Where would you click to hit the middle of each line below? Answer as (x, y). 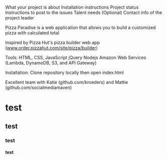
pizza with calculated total (32, 33)
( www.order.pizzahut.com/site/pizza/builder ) (51, 48)
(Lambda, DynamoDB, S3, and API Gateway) (51, 63)
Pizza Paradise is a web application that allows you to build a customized (80, 27)
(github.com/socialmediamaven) (39, 87)
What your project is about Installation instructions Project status (72, 7)
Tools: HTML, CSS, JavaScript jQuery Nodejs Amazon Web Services (76, 57)
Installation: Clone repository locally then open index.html (64, 72)
